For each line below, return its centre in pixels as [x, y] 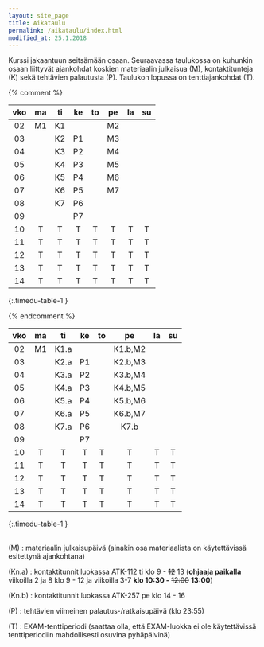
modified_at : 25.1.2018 [48, 38]
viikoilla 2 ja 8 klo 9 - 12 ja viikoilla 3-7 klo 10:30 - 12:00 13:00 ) [111, 580]
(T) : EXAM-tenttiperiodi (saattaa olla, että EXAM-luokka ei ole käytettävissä [132, 626]
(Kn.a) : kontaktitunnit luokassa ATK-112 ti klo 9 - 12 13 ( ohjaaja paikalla [125, 572]
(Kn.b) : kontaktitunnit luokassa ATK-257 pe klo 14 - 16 [97, 596]
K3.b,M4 [130, 375]
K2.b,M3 [130, 362]
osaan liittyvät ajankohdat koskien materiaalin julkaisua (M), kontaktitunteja [131, 69]
